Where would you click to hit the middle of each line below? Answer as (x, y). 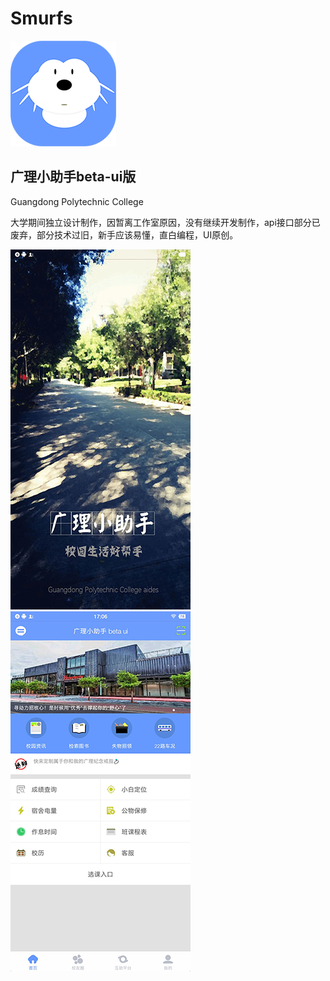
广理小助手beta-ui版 (73, 177)
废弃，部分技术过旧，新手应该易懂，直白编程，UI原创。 (124, 234)
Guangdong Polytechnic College (77, 201)
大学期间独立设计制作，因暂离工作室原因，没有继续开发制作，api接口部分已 (165, 222)
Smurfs (41, 18)
